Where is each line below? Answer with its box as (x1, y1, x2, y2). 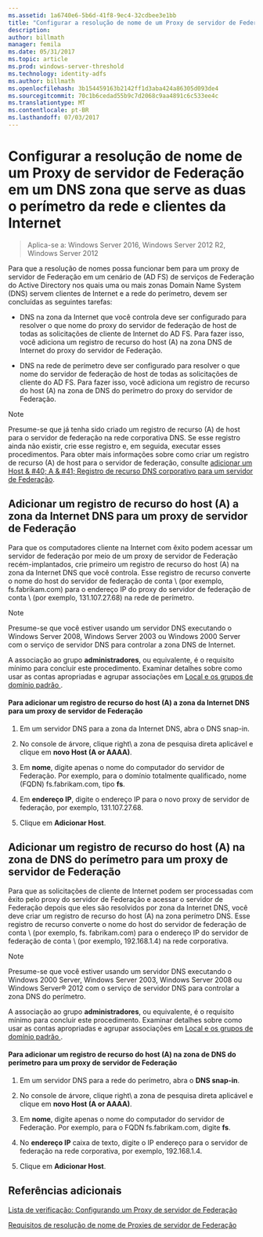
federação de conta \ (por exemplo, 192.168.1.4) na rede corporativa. (8, 936, 229, 946)
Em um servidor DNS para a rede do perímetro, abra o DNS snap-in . (19, 1075, 240, 1085)
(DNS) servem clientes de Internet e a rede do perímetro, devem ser (8, 288, 228, 298)
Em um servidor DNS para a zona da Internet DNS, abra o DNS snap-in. (19, 724, 250, 733)
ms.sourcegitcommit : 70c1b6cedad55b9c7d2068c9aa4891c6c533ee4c (8, 92, 219, 100)
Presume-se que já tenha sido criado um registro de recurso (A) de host (8, 425, 240, 434)
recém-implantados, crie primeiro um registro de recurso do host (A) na (8, 559, 240, 569)
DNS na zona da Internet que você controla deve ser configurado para (19, 312, 247, 322)
